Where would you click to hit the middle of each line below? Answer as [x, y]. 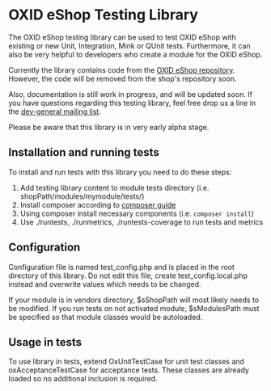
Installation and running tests [84, 152]
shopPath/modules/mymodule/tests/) [82, 196]
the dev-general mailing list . [55, 111]
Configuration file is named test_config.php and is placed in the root [121, 267]
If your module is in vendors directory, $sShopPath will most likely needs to [134, 300]
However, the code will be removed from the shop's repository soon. [123, 78]
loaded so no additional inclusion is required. [83, 379]
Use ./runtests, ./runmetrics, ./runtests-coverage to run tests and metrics [142, 222]
